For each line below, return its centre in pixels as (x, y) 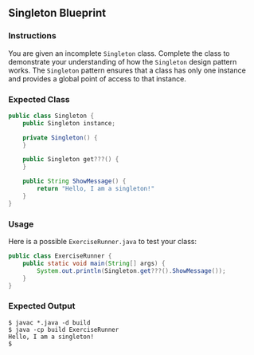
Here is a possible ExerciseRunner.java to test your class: (103, 242)
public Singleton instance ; (69, 123)
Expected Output (42, 306)
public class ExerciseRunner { (60, 256)
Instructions (33, 36)
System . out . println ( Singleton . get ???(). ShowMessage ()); (131, 270)
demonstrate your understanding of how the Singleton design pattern (123, 61)
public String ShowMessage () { (74, 181)
